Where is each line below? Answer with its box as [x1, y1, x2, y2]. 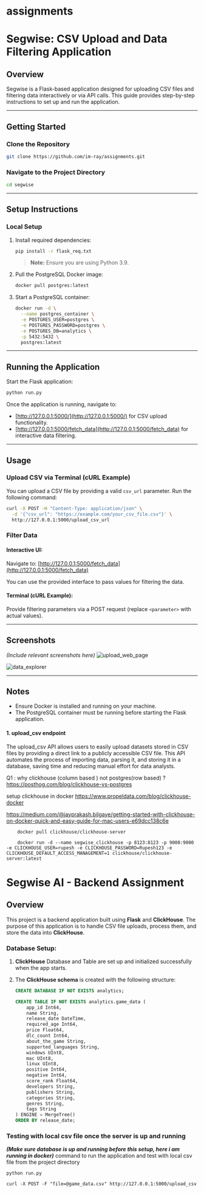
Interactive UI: [6, 546, 43, 553]
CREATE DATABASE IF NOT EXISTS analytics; [15, 987, 124, 994]
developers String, [26, 1084, 76, 1090]
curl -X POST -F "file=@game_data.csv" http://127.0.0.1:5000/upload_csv [6, 1181, 197, 1187]
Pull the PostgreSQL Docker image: [15, 271, 103, 278]
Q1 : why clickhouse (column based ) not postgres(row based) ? [6, 774, 166, 781]
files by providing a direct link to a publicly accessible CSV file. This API [6, 749, 186, 756]
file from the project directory [6, 1158, 80, 1166]
